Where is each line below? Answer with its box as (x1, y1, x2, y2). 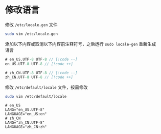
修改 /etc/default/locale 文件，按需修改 (5, 84, 88, 90)
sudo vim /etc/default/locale (5, 94, 67, 99)
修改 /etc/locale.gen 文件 (5, 22, 58, 27)
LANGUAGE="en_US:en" (5, 111, 47, 117)
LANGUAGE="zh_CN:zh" (5, 125, 47, 130)
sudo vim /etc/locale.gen (5, 31, 58, 36)
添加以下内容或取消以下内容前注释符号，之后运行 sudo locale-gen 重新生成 (5, 41, 157, 47)
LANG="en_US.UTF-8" (5, 107, 45, 112)
